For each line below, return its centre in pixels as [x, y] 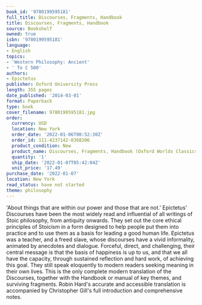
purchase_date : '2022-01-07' [43, 174]
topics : [16, 56]
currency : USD [29, 124]
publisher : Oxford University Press [52, 85]
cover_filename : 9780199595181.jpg [51, 112]
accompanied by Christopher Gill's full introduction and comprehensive [95, 290]
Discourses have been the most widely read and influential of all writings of [99, 214]
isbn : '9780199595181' [35, 40]
